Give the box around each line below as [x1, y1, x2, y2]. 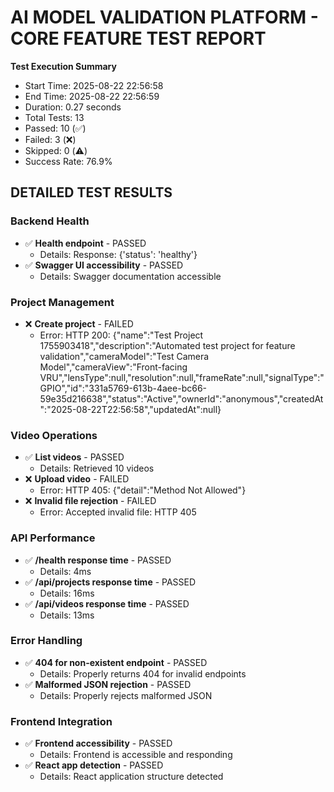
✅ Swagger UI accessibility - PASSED [24, 259, 184, 271]
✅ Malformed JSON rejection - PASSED [24, 678, 192, 690]
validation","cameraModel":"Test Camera [39, 350, 210, 362]
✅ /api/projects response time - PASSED [24, 576, 197, 588]
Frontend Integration [10, 714, 113, 728]
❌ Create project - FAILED [24, 317, 134, 330]
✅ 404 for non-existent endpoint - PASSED [24, 656, 208, 668]
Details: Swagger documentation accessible [39, 270, 222, 282]
